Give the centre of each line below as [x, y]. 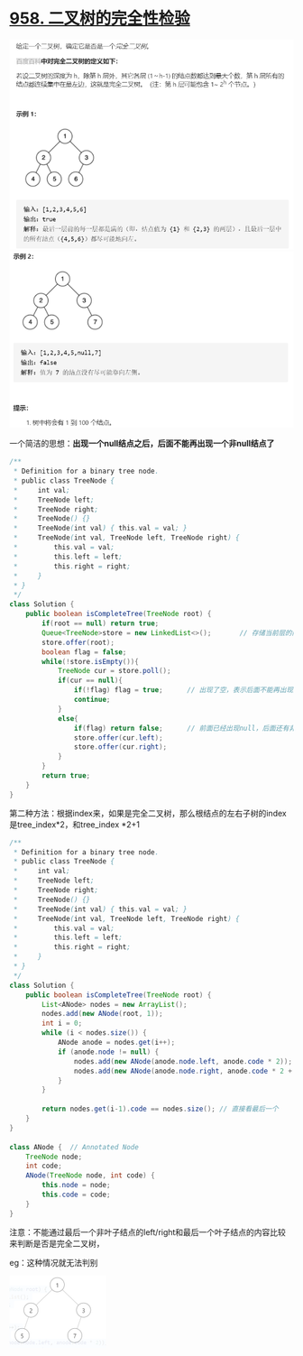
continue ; [92, 700]
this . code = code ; [76, 1195]
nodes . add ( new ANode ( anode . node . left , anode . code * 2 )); [183, 1061]
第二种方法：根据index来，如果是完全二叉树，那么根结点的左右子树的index [148, 813]
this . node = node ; [76, 1185]
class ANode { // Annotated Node [74, 1147]
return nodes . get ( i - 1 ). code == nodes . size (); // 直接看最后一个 [161, 1109]
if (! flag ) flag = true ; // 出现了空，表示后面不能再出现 [184, 690]
